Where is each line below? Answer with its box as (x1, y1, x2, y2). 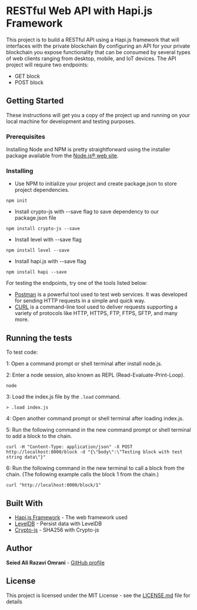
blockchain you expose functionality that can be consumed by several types (6, 48, 191, 55)
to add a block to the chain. (6, 433, 72, 440)
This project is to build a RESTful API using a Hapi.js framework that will (6, 36, 179, 43)
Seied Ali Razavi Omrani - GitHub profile (6, 559, 105, 566)
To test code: (6, 349, 38, 356)
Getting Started (6, 96, 64, 106)
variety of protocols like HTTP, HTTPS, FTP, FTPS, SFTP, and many (14, 310, 178, 317)
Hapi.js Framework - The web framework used (14, 513, 128, 521)
